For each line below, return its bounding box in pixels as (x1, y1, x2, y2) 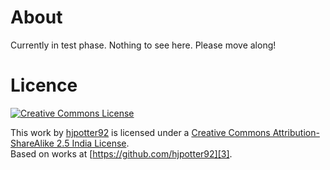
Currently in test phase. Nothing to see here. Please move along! (10, 39, 277, 51)
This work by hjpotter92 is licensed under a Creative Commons (10, 126, 271, 138)
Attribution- (272, 126, 320, 138)
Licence (10, 74, 78, 97)
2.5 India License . (56, 137, 130, 149)
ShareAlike (10, 137, 55, 149)
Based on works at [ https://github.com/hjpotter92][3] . (10, 147, 233, 160)
